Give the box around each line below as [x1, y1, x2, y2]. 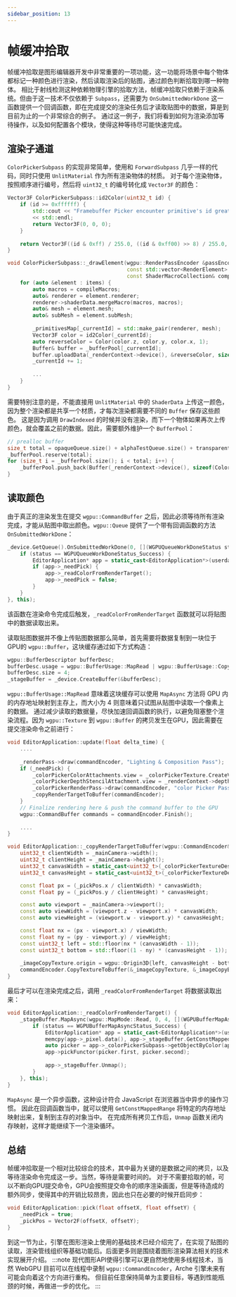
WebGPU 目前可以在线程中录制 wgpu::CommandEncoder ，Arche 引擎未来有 [15, 1264, 225, 1272]
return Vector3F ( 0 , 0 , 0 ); [32, 220, 112, 227]
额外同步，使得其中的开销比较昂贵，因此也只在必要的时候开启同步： [7, 1191, 204, 1199]
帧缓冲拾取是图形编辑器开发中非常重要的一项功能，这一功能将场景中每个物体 [7, 68, 229, 76]
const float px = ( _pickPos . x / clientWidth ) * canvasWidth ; [20, 882, 203, 889]
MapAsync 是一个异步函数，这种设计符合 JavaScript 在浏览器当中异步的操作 [7, 1095, 223, 1103]
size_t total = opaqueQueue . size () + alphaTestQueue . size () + [7, 444, 193, 451]
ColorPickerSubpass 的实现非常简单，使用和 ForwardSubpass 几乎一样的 [7, 163, 212, 171]
